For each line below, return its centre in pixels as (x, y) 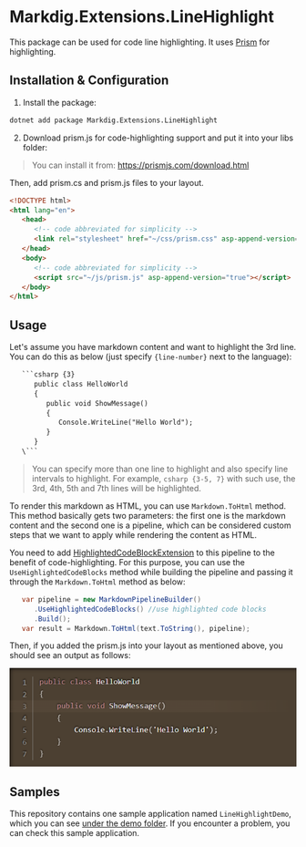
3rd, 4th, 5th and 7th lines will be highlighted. (117, 488)
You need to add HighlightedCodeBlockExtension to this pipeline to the (142, 553)
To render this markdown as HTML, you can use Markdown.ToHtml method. (148, 506)
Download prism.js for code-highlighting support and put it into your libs (158, 138)
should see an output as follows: (70, 656)
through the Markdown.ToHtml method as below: (97, 582)
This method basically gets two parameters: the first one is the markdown (148, 515)
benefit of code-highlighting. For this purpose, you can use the (127, 562)
